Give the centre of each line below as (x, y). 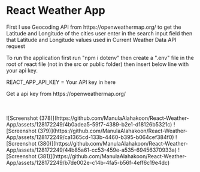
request (16, 46)
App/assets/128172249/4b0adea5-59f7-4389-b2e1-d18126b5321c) (89, 124)
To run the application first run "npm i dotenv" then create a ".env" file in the (100, 58)
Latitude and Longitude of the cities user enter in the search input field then (99, 33)
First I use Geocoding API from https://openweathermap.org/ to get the (94, 27)
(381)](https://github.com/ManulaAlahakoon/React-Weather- (112, 156)
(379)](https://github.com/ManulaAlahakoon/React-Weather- (113, 131)
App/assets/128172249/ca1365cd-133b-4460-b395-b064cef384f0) (90, 137)
